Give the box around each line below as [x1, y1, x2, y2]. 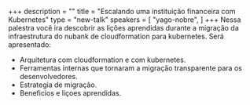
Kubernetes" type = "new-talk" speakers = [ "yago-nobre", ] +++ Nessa [8, 15, 241, 24]
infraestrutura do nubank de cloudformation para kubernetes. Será [8, 31, 224, 41]
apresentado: [8, 40, 51, 49]
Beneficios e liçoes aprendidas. [19, 89, 122, 97]
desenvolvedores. [19, 72, 78, 81]
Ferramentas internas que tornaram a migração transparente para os [19, 63, 242, 73]
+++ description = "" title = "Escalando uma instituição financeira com [8, 7, 236, 16]
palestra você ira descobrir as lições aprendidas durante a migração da [8, 24, 240, 32]
